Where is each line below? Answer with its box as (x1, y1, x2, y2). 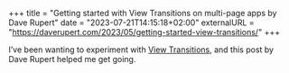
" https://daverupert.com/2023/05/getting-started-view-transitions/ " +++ (8, 27, 281, 37)
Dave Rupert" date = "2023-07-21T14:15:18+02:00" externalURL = (8, 17, 255, 28)
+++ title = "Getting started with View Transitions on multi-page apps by (8, 8, 277, 18)
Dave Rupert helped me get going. (8, 54, 136, 64)
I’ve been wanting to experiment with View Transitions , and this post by (8, 44, 275, 55)
